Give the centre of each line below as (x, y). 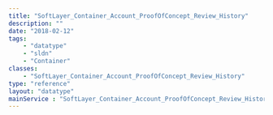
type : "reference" (39, 83)
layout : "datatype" (41, 91)
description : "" (36, 23)
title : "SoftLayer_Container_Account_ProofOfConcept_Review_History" (129, 16)
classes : (23, 69)
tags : (17, 38)
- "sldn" (38, 53)
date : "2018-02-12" (41, 31)
